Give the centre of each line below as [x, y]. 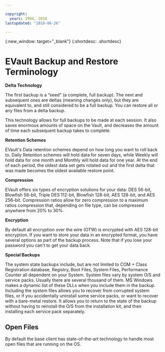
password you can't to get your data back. [48, 245]
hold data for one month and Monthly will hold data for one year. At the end [81, 160]
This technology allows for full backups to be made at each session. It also [81, 120]
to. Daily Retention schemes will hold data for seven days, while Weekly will [82, 155]
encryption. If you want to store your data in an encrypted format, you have [82, 235]
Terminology [32, 72]
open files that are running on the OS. [43, 344]
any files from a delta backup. [35, 111]
